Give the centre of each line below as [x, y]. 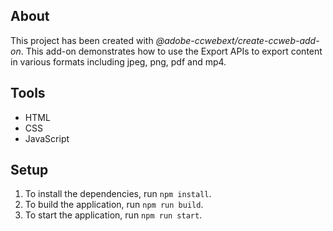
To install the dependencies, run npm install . [118, 194]
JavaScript [47, 138]
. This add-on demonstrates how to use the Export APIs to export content [171, 51]
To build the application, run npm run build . [114, 205]
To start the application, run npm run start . [113, 215]
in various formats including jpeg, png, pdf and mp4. [118, 61]
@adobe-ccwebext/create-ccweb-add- [237, 40]
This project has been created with [82, 40]
